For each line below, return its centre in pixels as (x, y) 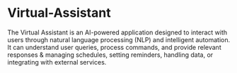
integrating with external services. (57, 62)
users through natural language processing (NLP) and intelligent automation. (119, 39)
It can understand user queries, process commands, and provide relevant (114, 47)
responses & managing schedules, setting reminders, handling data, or (110, 55)
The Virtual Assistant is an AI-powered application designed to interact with (117, 32)
